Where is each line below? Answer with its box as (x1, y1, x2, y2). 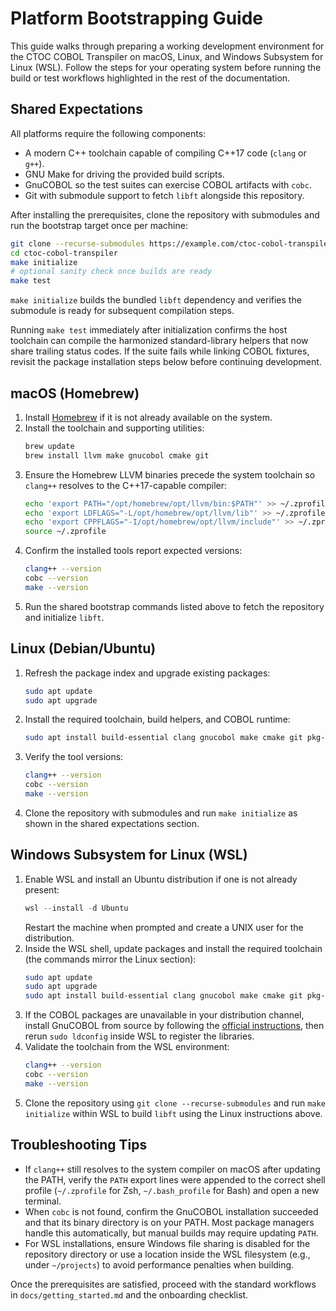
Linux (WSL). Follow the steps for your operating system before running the (10, 61, 322, 73)
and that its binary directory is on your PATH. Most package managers (24, 1216, 315, 1228)
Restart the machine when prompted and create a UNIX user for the (24, 921, 304, 933)
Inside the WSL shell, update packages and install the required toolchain (24, 942, 323, 954)
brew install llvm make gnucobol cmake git (24, 450, 210, 461)
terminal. (24, 1195, 62, 1207)
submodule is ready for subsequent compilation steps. (10, 305, 235, 317)
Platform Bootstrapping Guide (10, 7, 263, 30)
